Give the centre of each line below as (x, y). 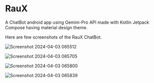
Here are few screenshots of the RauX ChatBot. (53, 37)
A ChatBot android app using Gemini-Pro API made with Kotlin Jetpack (77, 22)
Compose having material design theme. (46, 27)
